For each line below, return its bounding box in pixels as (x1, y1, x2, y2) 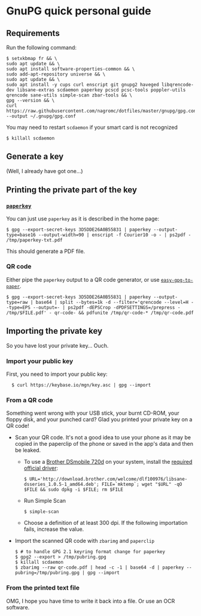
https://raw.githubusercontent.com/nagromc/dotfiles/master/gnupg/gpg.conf (6, 108, 199, 114)
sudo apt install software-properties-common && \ (6, 66, 135, 72)
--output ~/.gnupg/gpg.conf (6, 113, 77, 119)
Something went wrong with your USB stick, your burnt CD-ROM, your (6, 409, 179, 417)
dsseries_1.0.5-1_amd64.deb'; (23, 481, 100, 488)
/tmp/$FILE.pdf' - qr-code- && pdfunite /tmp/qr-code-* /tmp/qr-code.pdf (6, 310, 194, 316)
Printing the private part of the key (6, 185, 138, 195)
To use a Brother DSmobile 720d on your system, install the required (23, 458, 193, 466)
